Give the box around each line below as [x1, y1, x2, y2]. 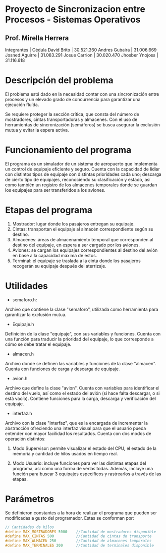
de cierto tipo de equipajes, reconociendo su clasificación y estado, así [5, 176, 151, 182]
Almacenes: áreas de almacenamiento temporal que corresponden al [12, 236, 154, 242]
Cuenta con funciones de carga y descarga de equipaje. [5, 366, 120, 372]
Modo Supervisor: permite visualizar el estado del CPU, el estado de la [12, 445, 157, 451]
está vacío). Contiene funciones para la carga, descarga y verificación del [5, 395, 156, 401]
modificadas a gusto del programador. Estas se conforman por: [5, 515, 135, 521]
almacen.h [12, 351, 34, 357]
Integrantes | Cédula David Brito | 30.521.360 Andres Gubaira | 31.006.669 [5, 47, 157, 53]
